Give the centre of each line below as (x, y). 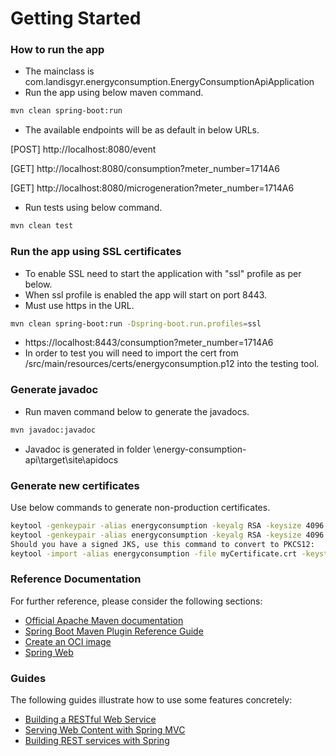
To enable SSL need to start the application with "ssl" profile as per (163, 273)
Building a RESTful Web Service (90, 719)
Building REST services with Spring (97, 740)
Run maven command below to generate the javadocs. (137, 411)
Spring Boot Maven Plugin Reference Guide (114, 631)
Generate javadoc (54, 390)
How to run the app (57, 50)
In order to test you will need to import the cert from (131, 353)
